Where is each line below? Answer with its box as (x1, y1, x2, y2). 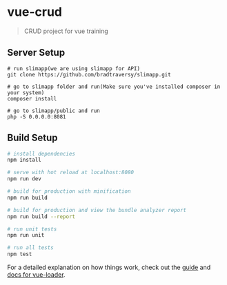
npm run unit (7, 232, 45, 239)
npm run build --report (7, 213, 76, 220)
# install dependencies (7, 150, 76, 157)
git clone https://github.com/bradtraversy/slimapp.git (7, 71, 171, 78)
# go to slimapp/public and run (7, 107, 100, 114)
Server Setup (7, 47, 66, 59)
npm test (7, 251, 32, 258)
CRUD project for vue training (23, 27, 108, 35)
